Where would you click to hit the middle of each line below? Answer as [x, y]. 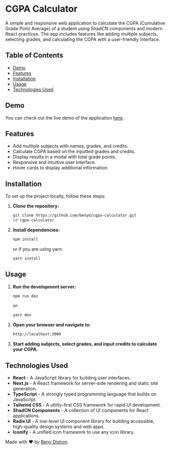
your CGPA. [25, 349]
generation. [25, 388]
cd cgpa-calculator [33, 220]
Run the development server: [44, 287]
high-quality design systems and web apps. [59, 427]
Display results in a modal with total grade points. [64, 157]
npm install [25, 239]
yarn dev [22, 315]
